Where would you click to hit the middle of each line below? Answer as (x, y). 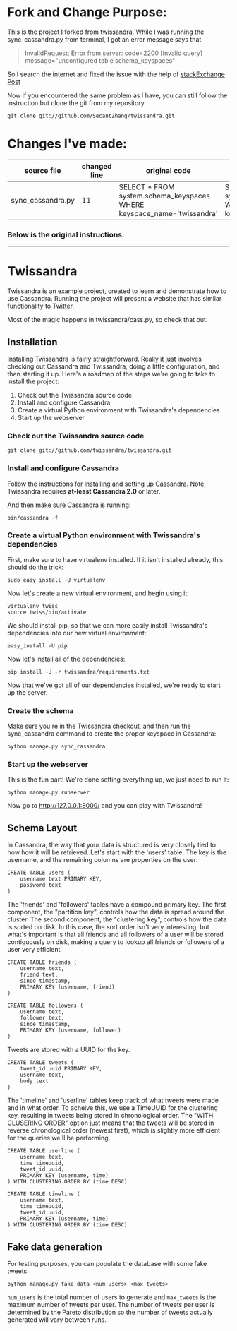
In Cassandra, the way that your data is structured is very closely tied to (112, 845)
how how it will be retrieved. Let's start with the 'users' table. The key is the (117, 852)
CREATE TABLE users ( (39, 873)
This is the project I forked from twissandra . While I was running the (106, 32)
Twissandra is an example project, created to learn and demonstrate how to (117, 291)
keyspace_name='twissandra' (169, 213)
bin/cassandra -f (33, 518)
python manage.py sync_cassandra (56, 747)
